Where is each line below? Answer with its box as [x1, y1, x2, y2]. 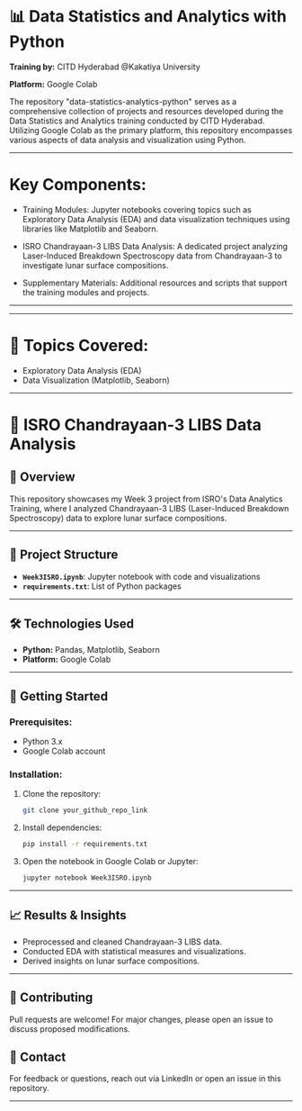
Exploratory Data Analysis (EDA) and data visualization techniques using [22, 213, 290, 224]
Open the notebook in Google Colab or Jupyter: [22, 856, 200, 867]
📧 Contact [9, 1050, 67, 1065]
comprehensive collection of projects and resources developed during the [9, 105, 284, 116]
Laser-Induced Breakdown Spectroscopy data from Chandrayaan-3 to [22, 250, 282, 261]
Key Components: [9, 175, 147, 195]
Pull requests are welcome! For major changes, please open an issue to [9, 1014, 274, 1025]
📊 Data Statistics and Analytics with [9, 6, 288, 27]
